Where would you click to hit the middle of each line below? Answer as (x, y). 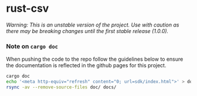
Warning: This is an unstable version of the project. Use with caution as (93, 25)
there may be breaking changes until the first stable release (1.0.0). (87, 31)
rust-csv (28, 9)
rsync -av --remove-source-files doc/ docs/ (61, 87)
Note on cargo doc (32, 46)
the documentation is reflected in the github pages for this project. (86, 65)
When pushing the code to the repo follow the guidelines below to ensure (95, 59)
